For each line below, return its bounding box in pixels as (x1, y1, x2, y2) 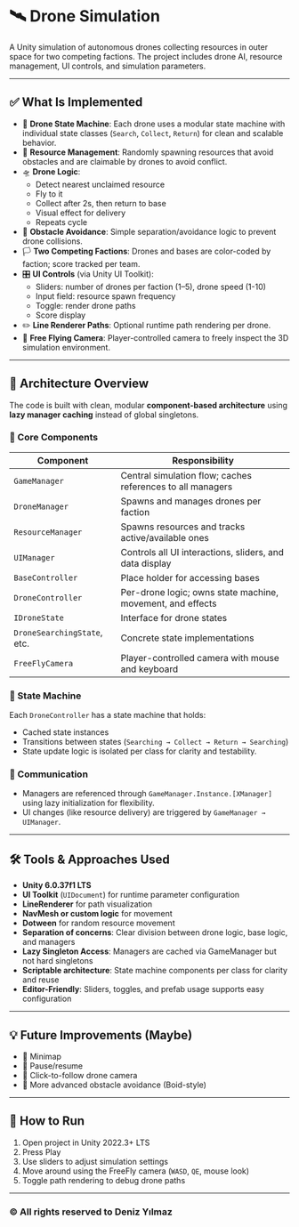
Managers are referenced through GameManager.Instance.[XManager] (21, 788, 273, 799)
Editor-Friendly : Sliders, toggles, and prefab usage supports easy (21, 984, 264, 995)
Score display (35, 310, 86, 320)
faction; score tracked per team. (21, 258, 141, 269)
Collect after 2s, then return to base (35, 198, 166, 208)
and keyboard (120, 663, 179, 675)
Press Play (21, 1146, 61, 1157)
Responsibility (172, 454, 234, 466)
